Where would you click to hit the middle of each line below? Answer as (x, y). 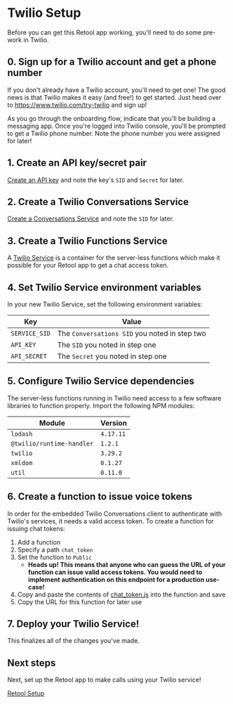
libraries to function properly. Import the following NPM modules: (101, 405)
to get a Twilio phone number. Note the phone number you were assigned (114, 133)
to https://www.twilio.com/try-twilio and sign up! (77, 105)
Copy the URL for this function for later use (80, 601)
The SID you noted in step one (107, 345)
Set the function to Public (55, 557)
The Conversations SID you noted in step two (132, 333)
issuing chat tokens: (36, 528)
